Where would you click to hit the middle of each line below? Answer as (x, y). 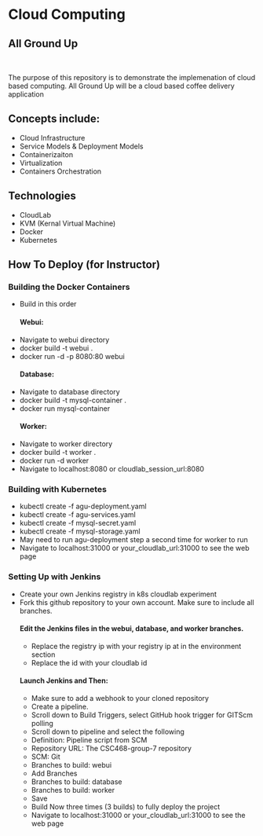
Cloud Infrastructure (52, 137)
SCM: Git (46, 757)
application (26, 94)
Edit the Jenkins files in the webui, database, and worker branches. (131, 629)
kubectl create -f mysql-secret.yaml (78, 523)
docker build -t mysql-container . (73, 400)
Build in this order (48, 304)
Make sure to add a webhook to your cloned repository (120, 698)
